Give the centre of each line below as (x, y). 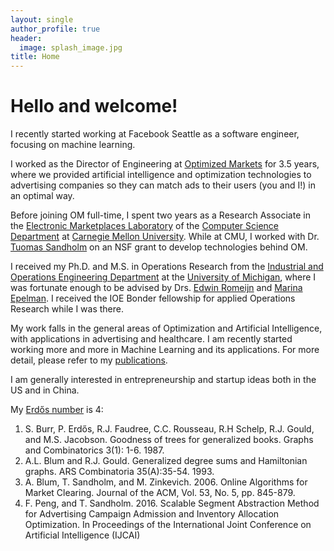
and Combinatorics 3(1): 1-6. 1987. (94, 450)
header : (26, 38)
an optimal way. (42, 196)
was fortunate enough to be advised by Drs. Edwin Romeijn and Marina (156, 288)
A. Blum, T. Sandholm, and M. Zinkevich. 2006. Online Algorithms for (166, 482)
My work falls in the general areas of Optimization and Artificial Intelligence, (166, 328)
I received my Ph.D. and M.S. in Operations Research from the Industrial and (167, 267)
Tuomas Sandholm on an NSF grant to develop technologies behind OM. (159, 247)
